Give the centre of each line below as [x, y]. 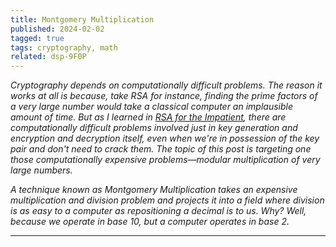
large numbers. [41, 170]
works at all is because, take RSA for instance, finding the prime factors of [164, 96]
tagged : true [37, 38]
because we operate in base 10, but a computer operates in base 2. [150, 222]
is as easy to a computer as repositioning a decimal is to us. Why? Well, [158, 211]
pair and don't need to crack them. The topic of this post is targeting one [161, 149]
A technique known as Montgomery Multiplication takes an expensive [154, 190]
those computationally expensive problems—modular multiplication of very [165, 160]
